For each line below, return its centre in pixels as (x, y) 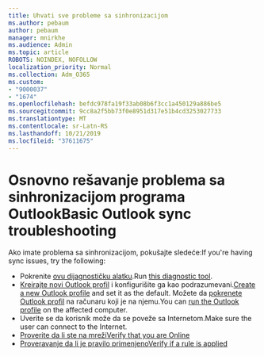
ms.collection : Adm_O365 (49, 75)
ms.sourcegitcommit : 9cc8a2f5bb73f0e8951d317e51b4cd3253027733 (115, 112)
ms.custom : (26, 82)
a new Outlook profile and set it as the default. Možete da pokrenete (131, 293)
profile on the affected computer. (74, 310)
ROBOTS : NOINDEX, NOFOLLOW (53, 60)
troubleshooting (62, 230)
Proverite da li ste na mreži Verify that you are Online (105, 335)
